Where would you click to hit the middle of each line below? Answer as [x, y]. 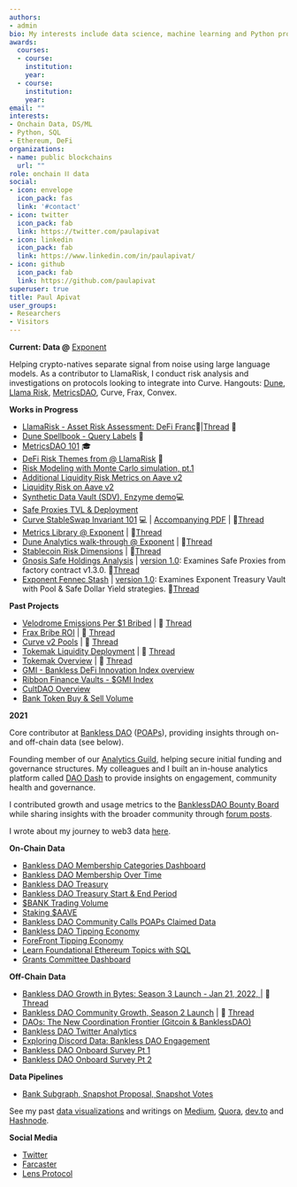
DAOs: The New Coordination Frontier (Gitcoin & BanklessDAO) [137, 1022]
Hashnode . [29, 1120]
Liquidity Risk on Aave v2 [68, 487]
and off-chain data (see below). [67, 742]
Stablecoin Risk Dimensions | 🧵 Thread [91, 551]
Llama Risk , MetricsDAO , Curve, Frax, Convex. [93, 392]
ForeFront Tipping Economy [72, 940]
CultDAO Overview [56, 689]
